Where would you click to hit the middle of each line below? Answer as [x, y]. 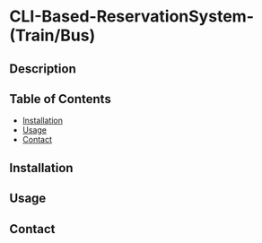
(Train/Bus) [52, 35]
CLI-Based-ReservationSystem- [131, 17]
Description [43, 69]
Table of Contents [61, 99]
